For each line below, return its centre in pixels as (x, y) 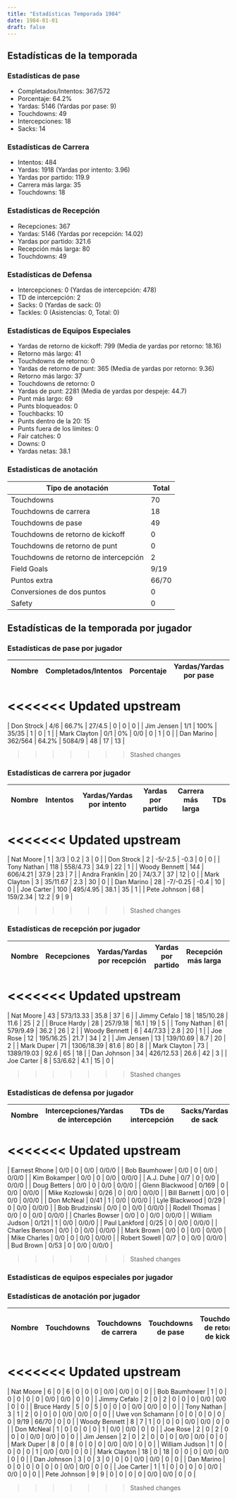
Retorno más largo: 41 (49, 353)
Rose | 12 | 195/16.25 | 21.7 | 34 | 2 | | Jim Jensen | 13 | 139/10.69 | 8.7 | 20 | (117, 1038)
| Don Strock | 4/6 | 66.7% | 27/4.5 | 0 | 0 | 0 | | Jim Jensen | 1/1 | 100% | (112, 726)
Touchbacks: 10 (40, 413)
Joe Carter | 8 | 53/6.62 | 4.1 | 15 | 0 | (61, 1060)
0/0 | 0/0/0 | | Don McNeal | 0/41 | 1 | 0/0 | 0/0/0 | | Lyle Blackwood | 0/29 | (116, 1200)
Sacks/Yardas (205, 1110)
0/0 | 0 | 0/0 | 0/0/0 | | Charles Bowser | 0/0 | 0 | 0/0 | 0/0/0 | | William (110, 1215)
